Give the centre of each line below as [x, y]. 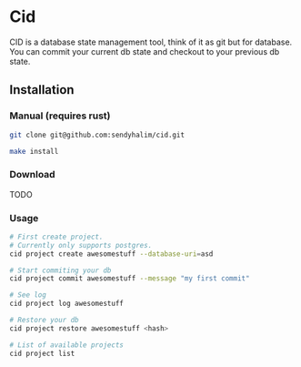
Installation [42, 90]
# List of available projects [67, 345]
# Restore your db [44, 321]
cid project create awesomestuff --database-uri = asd [111, 254]
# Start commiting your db [60, 270]
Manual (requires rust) [60, 116]
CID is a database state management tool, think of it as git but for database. [151, 42]
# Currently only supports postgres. [81, 245]
